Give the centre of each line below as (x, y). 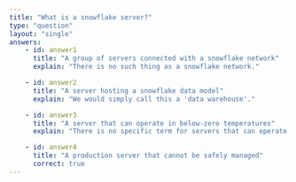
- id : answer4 (51, 148)
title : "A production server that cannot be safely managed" (148, 155)
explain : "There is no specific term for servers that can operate (160, 132)
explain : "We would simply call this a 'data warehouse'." (144, 99)
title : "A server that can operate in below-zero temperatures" (154, 123)
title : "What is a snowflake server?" (81, 17)
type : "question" (41, 26)
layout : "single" (41, 34)
